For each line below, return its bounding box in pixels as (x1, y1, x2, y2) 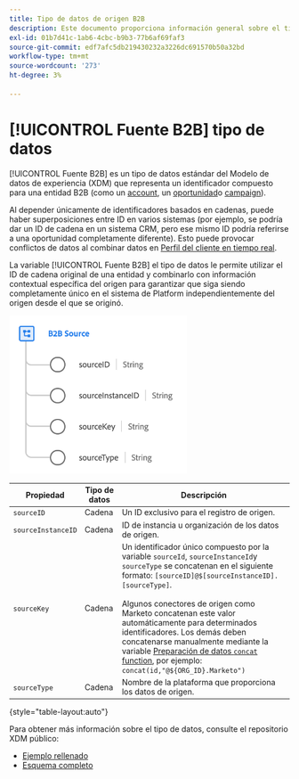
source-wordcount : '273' (9, 61, 101, 70)
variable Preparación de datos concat (121, 645, 258, 656)
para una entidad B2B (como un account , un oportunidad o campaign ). (9, 187, 267, 198)
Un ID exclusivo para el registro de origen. (121, 507, 276, 518)
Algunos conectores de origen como (121, 598, 255, 609)
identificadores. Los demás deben (121, 627, 246, 637)
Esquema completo (21, 759, 93, 770)
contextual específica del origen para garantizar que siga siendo (9, 278, 246, 289)
